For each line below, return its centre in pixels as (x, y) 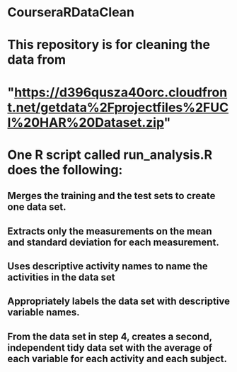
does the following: (65, 170)
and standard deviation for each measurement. (113, 242)
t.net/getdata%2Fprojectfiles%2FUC (118, 107)
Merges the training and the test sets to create (111, 196)
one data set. (37, 207)
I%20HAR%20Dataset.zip (86, 122)
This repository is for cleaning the (109, 45)
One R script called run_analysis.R (110, 155)
